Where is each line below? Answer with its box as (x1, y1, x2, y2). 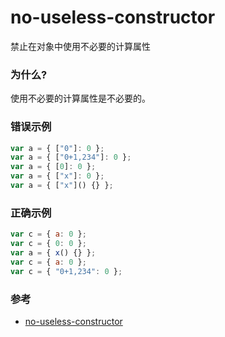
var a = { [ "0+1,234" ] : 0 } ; (10, 152, 132, 163)
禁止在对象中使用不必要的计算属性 (10, 40, 151, 52)
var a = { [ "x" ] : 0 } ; (10, 171, 105, 181)
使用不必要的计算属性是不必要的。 (10, 92, 151, 105)
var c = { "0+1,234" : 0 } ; (10, 266, 123, 276)
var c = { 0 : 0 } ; (10, 239, 87, 249)
